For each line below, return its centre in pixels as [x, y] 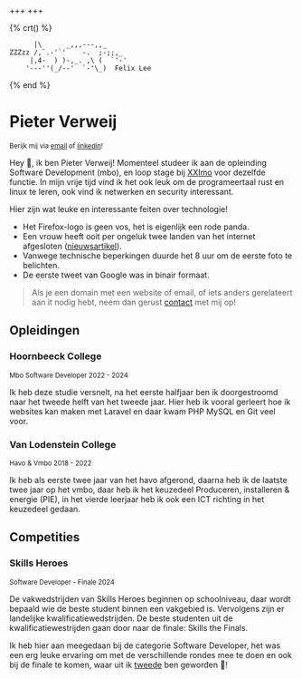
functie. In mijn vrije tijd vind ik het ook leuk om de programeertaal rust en [147, 181]
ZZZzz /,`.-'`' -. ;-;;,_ [66, 53]
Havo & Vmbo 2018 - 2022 [51, 463]
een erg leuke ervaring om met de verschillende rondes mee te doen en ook [151, 655]
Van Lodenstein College [63, 444]
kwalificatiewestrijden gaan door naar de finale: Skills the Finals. [129, 627]
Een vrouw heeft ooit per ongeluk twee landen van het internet [139, 236]
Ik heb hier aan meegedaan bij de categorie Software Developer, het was [145, 645]
